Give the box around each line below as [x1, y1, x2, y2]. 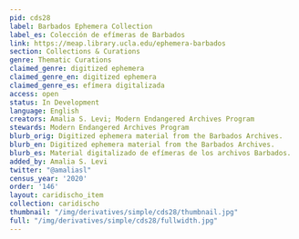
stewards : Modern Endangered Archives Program [9, 124, 190, 133]
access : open [9, 89, 59, 98]
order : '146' [9, 183, 59, 192]
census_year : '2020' [9, 174, 88, 183]
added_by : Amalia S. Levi [9, 156, 108, 166]
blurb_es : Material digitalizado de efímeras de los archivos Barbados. [9, 148, 292, 157]
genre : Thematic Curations [9, 55, 112, 65]
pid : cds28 [9, 13, 51, 23]
